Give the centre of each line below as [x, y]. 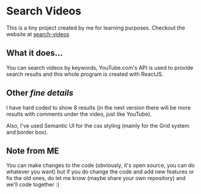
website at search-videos [38, 34]
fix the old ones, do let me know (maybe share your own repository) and [96, 178]
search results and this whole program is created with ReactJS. [85, 74]
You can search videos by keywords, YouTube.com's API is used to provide [100, 67]
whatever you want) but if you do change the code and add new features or [100, 172]
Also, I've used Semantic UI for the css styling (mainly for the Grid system [98, 125]
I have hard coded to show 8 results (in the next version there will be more [99, 107]
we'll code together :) [33, 184]
